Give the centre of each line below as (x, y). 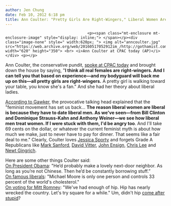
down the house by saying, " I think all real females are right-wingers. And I (85, 70)
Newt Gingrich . (21, 151)
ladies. (12, 92)
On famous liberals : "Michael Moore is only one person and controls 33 (80, 176)
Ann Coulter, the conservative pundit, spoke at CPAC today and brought (81, 65)
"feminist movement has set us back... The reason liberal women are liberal (85, 107)
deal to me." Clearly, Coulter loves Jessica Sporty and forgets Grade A (79, 140)
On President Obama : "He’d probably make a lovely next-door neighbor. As (84, 166)
